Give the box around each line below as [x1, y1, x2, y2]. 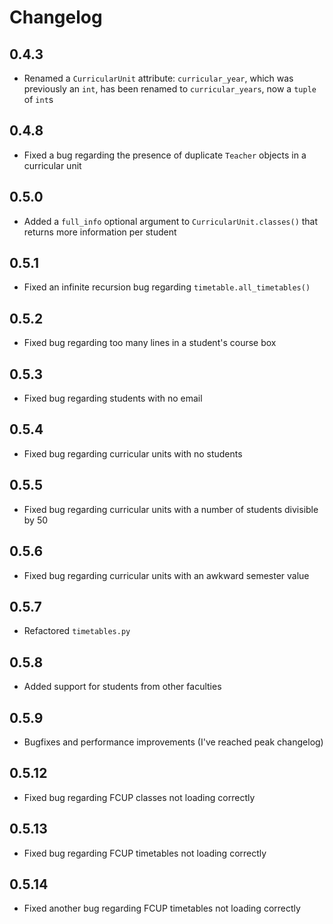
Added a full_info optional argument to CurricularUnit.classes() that [23, 215, 319, 227]
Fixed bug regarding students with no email [23, 392, 203, 405]
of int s [23, 94, 54, 105]
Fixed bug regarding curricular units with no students [23, 447, 243, 460]
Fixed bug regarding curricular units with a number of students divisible [23, 503, 319, 515]
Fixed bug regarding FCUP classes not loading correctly [23, 791, 256, 803]
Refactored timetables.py [23, 625, 131, 637]
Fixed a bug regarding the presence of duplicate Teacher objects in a [23, 149, 307, 161]
